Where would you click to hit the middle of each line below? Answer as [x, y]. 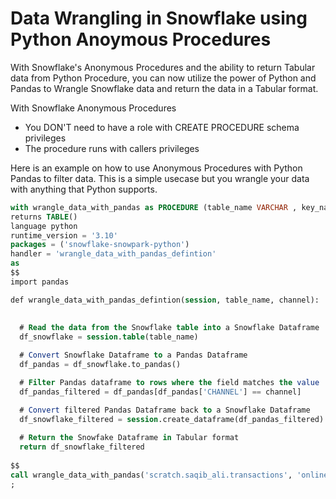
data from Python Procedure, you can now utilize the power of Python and [163, 78]
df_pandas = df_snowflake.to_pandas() [100, 365]
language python [44, 226]
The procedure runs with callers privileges [112, 148]
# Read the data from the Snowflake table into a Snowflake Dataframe [169, 328]
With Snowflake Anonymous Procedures [93, 108]
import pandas [40, 282]
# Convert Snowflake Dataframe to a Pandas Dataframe [133, 355]
